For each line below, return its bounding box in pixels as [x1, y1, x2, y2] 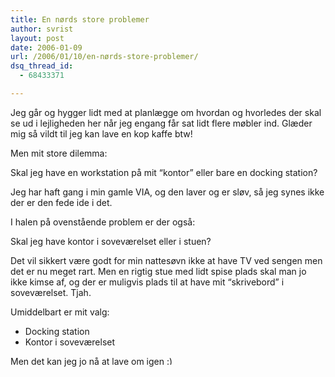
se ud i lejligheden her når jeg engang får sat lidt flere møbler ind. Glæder [10, 117, 313, 129]
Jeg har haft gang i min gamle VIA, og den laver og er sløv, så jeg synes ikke [10, 186, 325, 198]
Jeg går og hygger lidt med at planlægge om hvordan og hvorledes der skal [10, 106, 322, 118]
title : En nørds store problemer [10, 14, 150, 25]
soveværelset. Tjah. [10, 286, 92, 298]
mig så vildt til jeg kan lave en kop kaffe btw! [10, 127, 193, 140]
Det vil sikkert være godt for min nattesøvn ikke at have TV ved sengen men [10, 254, 323, 266]
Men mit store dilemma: [10, 147, 108, 159]
